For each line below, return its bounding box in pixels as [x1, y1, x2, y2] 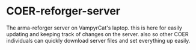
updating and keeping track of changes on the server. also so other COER [6, 30, 189, 37]
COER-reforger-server [6, 4, 121, 18]
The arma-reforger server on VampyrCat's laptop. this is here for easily [6, 24, 182, 31]
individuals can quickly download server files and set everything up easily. [6, 37, 191, 44]
